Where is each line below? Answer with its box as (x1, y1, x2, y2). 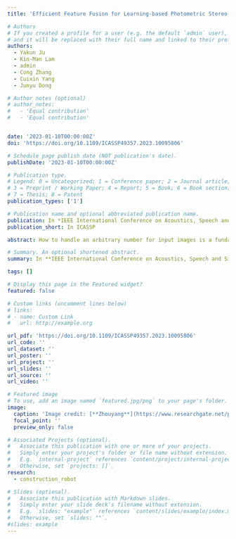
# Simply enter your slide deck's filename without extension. (7, 501, 202, 509)
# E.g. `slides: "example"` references (7, 508, 131, 515)
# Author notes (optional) (7, 94, 86, 102)
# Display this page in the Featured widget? (7, 281, 143, 288)
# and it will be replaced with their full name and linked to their (7, 36, 216, 43)
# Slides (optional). (7, 488, 71, 495)
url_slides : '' (7, 365, 52, 372)
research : (7, 469, 37, 476)
